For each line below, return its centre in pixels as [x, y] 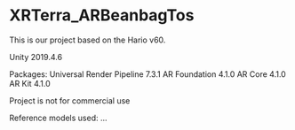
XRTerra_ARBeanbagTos [102, 15]
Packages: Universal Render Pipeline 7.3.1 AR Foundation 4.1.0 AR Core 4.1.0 [147, 74]
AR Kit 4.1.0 [30, 83]
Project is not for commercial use [70, 100]
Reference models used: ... [59, 118]
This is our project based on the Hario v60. [88, 40]
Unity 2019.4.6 [36, 57]
